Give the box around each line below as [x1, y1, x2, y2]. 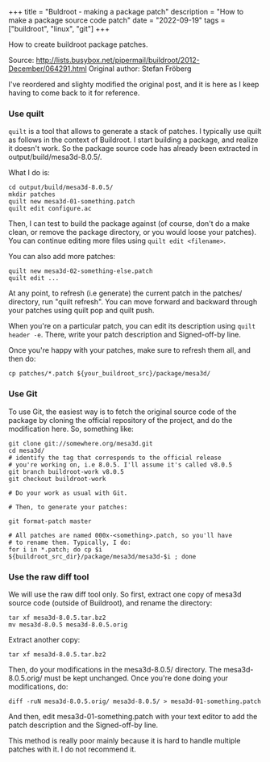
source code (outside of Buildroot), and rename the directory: [8, 597, 213, 608]
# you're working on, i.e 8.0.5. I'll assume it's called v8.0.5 [8, 460, 232, 469]
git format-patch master [8, 517, 92, 525]
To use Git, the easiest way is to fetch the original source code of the [8, 407, 237, 417]
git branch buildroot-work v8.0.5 [8, 467, 125, 475]
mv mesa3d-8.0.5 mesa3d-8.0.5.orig [8, 621, 128, 629]
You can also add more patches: [8, 252, 115, 262]
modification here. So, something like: [8, 424, 135, 433]
